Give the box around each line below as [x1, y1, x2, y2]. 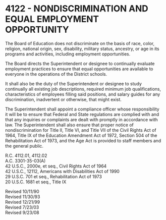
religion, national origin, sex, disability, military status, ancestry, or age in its [5, 46, 160, 52]
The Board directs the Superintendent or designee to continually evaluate [5, 60, 155, 66]
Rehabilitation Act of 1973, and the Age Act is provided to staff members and [5, 137, 161, 144]
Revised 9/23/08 [5, 209, 40, 216]
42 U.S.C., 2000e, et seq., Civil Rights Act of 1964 [5, 163, 107, 169]
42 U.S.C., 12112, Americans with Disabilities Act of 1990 [5, 168, 120, 174]
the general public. [5, 143, 44, 149]
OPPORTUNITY [5, 24, 69, 35]
